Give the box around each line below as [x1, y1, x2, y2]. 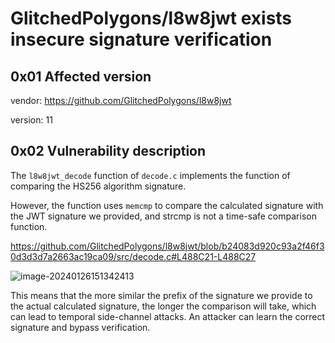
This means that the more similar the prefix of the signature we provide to [10, 289, 313, 301]
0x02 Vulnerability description [10, 143, 207, 160]
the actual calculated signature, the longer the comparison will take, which [10, 300, 317, 312]
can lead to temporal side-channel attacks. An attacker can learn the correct [10, 310, 326, 322]
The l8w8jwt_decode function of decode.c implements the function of [10, 169, 291, 181]
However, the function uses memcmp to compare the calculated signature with [10, 199, 324, 211]
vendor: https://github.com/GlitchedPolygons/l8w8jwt [10, 95, 232, 106]
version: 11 [10, 114, 53, 126]
